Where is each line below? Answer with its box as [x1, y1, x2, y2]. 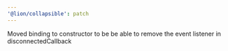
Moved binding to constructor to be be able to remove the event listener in [7, 29, 222, 38]
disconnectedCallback [7, 36, 72, 45]
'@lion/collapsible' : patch [7, 10, 90, 17]
